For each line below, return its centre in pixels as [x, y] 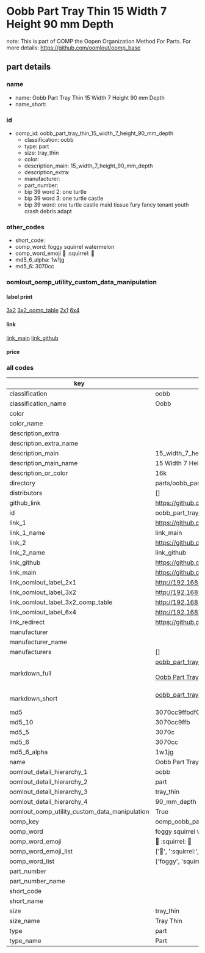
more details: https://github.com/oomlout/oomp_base [74, 48]
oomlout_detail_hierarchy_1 [49, 772]
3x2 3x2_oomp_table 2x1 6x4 [43, 311]
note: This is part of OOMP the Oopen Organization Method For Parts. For [99, 41]
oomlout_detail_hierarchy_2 [49, 782]
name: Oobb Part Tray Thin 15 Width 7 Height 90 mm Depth [90, 98]
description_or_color [39, 473]
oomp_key [24, 822]
